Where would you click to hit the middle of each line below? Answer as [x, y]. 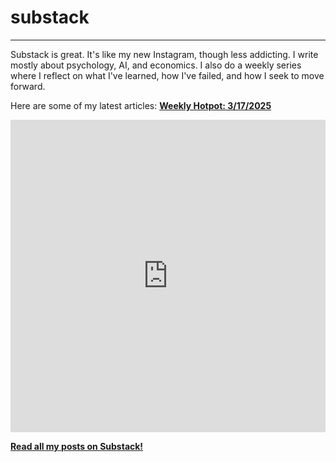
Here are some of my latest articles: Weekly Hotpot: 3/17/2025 [141, 105]
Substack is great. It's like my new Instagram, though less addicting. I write [164, 54]
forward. [28, 86]
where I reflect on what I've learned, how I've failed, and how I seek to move [167, 75]
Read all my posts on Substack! [77, 446]
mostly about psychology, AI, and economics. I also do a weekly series [156, 65]
